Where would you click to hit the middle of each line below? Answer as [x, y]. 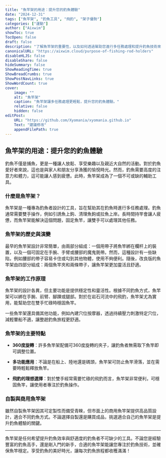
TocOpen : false [21, 38]
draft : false [19, 42]
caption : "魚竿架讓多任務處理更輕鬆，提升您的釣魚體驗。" [67, 102]
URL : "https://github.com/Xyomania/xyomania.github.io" [73, 120]
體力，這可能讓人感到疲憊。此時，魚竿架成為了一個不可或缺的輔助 [85, 176]
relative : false [31, 106]
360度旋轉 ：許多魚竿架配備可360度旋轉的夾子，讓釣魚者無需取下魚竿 [83, 345]
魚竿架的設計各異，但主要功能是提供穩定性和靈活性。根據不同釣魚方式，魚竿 [83, 291]
